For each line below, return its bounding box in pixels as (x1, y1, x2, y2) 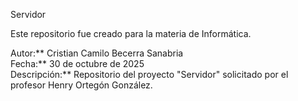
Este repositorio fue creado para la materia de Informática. (10, 28, 252, 39)
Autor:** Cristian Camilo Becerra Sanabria (10, 47, 184, 59)
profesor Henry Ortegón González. (10, 79, 153, 91)
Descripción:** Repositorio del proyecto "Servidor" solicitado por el (10, 69, 289, 80)
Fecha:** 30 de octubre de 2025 (10, 58, 145, 69)
